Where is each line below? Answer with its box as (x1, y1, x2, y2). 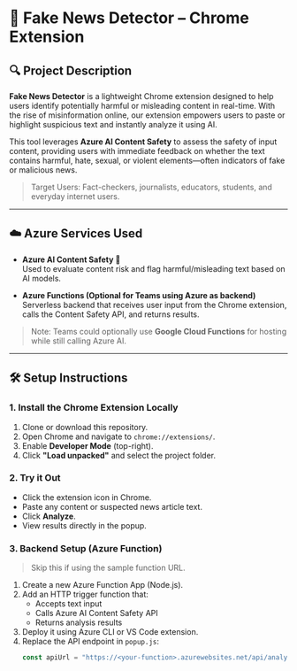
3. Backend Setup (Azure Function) (9, 542, 163, 554)
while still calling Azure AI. (30, 335, 126, 346)
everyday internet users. (30, 191, 120, 202)
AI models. (21, 273, 62, 283)
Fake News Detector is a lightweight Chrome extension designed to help (9, 91, 274, 101)
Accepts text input (34, 598, 103, 609)
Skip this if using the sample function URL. (30, 562, 186, 574)
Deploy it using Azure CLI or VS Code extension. (21, 627, 199, 637)
